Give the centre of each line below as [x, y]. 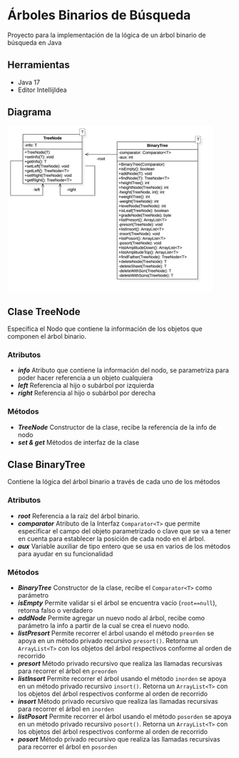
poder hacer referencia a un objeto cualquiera [85, 378]
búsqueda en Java [35, 42]
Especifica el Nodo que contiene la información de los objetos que [105, 329]
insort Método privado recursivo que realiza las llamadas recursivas [118, 701]
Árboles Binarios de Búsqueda [99, 15]
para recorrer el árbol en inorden [66, 709]
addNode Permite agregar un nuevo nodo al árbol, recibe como [111, 618]
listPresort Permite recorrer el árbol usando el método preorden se [116, 633]
